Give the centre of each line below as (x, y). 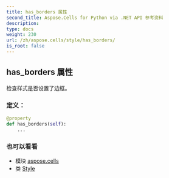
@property (19, 118)
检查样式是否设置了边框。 (38, 88)
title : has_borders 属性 (37, 12)
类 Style (25, 168)
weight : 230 (21, 35)
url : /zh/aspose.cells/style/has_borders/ (61, 40)
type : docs (20, 29)
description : (23, 23)
